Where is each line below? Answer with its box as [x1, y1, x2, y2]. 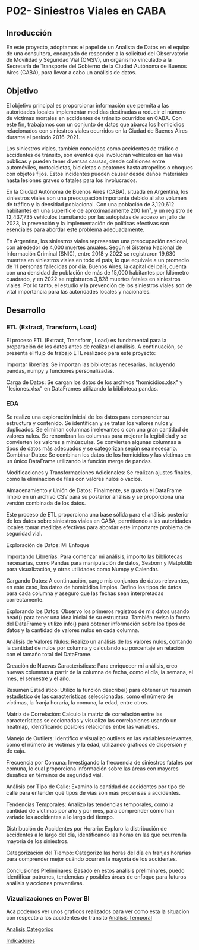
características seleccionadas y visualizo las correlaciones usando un [6, 716, 177, 723]
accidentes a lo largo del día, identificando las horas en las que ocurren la [6, 831, 187, 838]
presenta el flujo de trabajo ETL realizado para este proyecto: [6, 349, 156, 356]
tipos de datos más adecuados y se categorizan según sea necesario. [6, 445, 178, 452]
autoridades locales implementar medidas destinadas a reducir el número [6, 108, 186, 115]
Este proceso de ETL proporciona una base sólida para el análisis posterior [6, 511, 189, 518]
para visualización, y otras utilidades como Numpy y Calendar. [6, 565, 159, 572]
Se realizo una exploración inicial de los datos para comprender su [6, 413, 169, 420]
